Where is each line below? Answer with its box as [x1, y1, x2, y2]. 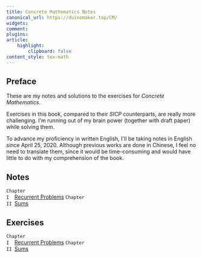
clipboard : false [28, 48, 71, 55]
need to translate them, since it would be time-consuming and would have [6, 148, 191, 155]
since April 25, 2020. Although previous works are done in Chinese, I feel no [6, 142, 197, 149]
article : [6, 37, 28, 43]
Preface [6, 76, 37, 87]
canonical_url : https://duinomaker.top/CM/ [6, 15, 118, 21]
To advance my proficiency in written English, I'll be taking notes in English [6, 135, 192, 142]
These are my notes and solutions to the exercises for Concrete [6, 92, 165, 100]
